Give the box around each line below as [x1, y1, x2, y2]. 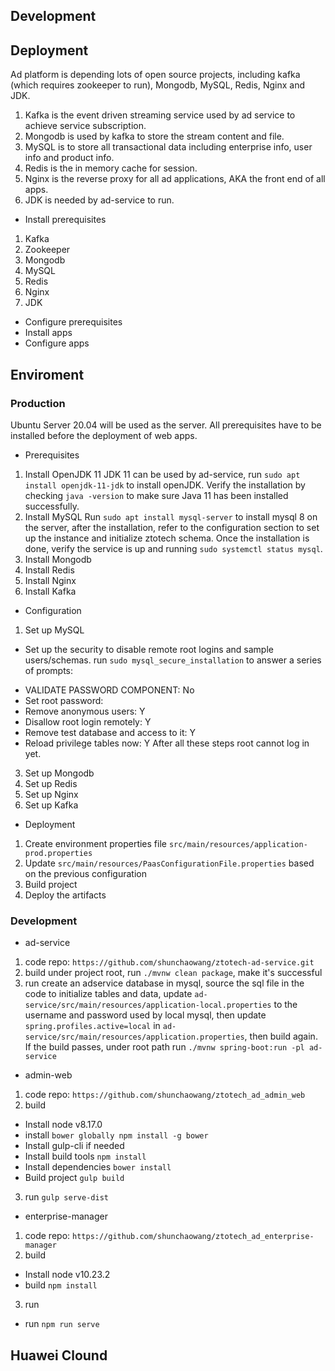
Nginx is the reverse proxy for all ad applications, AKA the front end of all [24, 173, 326, 185]
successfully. [24, 500, 80, 512]
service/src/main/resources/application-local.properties [24, 1000, 272, 1011]
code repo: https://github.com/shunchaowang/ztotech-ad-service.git [24, 956, 315, 968]
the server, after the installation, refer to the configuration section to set [24, 521, 320, 533]
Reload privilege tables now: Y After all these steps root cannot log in [24, 737, 310, 749]
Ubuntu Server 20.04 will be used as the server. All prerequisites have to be [10, 419, 322, 431]
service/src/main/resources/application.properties [24, 1032, 245, 1043]
